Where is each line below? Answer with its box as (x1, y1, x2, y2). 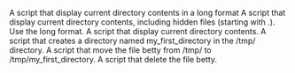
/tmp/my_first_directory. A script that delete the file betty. (9, 55, 218, 64)
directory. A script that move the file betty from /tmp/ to (9, 45, 212, 55)
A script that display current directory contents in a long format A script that (9, 8, 286, 18)
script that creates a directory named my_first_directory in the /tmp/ (9, 35, 256, 46)
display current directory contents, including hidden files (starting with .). (9, 17, 276, 27)
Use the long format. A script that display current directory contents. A (9, 26, 267, 36)
